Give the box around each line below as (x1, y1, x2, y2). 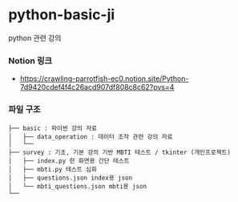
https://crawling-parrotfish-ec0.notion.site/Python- (19, 74, 189, 83)
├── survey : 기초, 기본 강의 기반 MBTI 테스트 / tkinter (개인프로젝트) (8, 148, 231, 156)
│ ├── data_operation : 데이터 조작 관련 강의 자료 (8, 132, 173, 141)
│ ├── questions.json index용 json (8, 174, 133, 182)
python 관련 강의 (8, 33, 62, 42)
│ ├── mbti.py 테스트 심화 (8, 165, 98, 173)
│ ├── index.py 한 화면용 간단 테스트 (8, 156, 130, 165)
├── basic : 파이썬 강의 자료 (8, 124, 98, 132)
